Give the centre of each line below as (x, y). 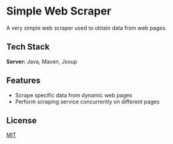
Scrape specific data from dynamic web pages (73, 95)
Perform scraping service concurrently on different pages (87, 102)
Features (23, 81)
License (22, 120)
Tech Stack (28, 47)
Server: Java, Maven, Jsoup (42, 61)
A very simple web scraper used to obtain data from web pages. (86, 28)
